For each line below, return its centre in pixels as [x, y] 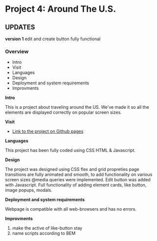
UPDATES [20, 27]
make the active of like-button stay [47, 228]
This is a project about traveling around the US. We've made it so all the [77, 107]
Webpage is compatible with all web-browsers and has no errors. [71, 209]
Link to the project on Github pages [48, 131]
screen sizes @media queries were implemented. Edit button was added [78, 180]
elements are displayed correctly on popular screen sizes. [64, 112]
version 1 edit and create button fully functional [53, 39]
